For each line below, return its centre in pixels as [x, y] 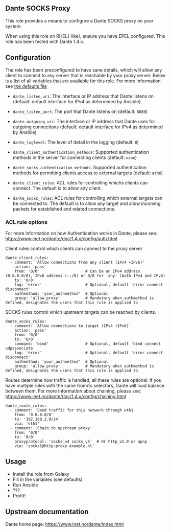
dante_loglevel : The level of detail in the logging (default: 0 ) [76, 142]
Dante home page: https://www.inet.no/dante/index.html [65, 524]
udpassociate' [20, 348]
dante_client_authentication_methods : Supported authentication [81, 152]
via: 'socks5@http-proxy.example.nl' [55, 446]
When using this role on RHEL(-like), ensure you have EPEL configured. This [85, 36]
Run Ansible [25, 484]
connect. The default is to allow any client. [57, 188]
